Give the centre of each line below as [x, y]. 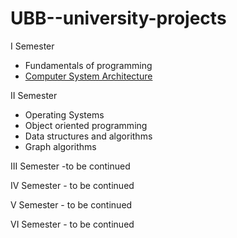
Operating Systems [64, 114]
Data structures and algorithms [88, 136]
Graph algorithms [60, 146]
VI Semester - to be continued [72, 224]
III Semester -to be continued [70, 166]
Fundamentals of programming [88, 65]
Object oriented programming [86, 125]
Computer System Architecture [88, 76]
